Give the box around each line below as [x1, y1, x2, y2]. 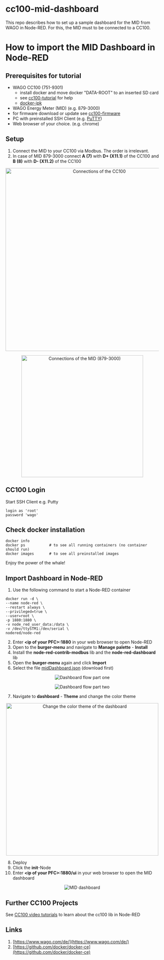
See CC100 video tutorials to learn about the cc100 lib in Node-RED [5, 912, 141, 918]
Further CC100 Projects [5, 899, 78, 907]
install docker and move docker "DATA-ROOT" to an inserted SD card [19, 89, 159, 96]
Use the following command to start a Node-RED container [12, 587, 131, 593]
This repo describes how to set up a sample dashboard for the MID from [5, 20, 150, 25]
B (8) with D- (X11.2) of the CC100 [12, 158, 82, 164]
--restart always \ [5, 605, 45, 610]
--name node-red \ [5, 601, 43, 606]
